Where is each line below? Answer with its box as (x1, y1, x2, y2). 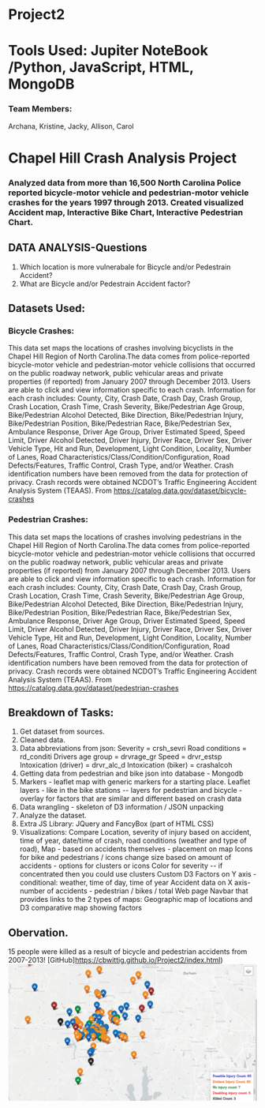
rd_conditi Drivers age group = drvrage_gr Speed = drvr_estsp (19, 752, 222, 761)
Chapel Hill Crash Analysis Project (8, 148, 237, 167)
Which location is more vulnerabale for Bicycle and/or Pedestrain (19, 262, 231, 272)
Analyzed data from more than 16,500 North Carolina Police (8, 177, 242, 188)
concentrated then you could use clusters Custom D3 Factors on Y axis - (19, 869, 257, 879)
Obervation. (8, 926, 69, 939)
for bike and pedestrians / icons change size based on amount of (19, 853, 232, 862)
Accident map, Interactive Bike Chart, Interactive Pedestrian (8, 207, 244, 218)
